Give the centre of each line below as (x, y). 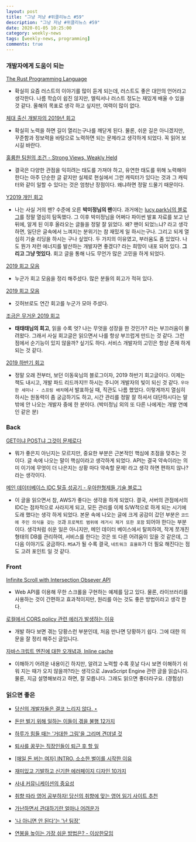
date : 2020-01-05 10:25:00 (39, 28)
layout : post (22, 11)
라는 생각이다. (30, 475)
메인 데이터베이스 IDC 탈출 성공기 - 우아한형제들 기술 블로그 (74, 488)
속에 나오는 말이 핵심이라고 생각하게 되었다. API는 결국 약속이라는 (107, 461)
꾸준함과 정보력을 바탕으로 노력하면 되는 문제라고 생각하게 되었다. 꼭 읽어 (97, 138)
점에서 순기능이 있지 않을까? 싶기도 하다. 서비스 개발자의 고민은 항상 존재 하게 (102, 343)
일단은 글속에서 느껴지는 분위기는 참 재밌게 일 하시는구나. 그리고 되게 (105, 231)
